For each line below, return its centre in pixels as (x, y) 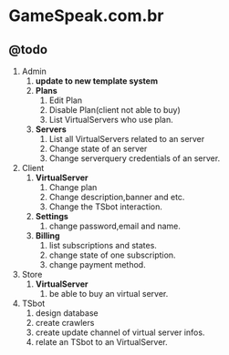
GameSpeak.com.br (86, 16)
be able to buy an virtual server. (109, 294)
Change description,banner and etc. (117, 197)
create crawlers (65, 323)
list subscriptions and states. (103, 245)
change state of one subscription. (112, 255)
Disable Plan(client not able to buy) (115, 110)
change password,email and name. (115, 226)
